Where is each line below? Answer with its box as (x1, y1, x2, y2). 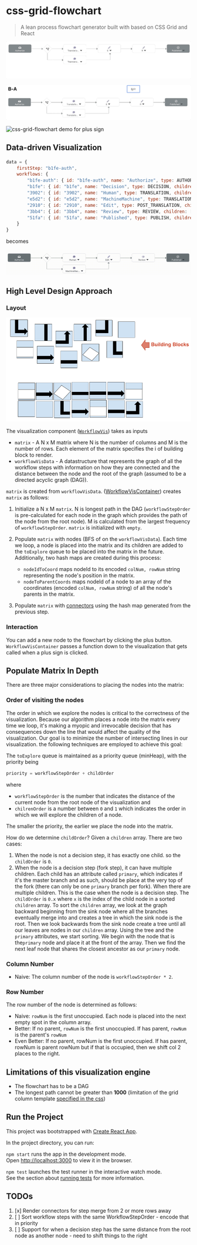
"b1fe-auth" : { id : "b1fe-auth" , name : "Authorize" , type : (27, 177, 175, 183)
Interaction (6, 623, 38, 631)
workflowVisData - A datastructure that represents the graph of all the (14, 458, 182, 465)
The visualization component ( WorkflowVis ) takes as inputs (6, 428, 148, 435)
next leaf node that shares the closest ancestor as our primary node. (14, 945, 181, 952)
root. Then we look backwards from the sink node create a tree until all (14, 920, 186, 927)
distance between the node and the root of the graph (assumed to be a (14, 470, 186, 477)
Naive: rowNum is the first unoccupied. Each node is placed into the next (14, 1012, 186, 1020)
